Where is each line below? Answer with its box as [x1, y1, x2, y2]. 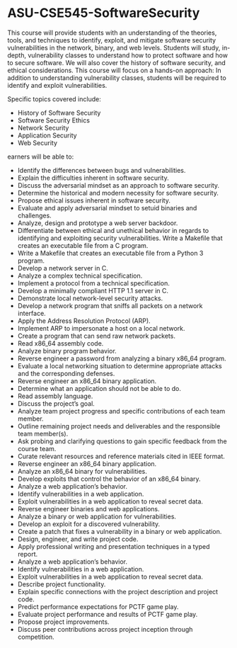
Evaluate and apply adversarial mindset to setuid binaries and [17, 203, 197, 212]
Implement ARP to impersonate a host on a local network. [17, 324, 185, 332]
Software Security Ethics [17, 115, 91, 125]
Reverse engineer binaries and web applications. [17, 504, 160, 513]
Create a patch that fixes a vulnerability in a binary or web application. [17, 527, 222, 535]
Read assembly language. [17, 392, 93, 400]
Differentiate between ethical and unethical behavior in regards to [17, 226, 209, 234]
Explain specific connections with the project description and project [17, 587, 218, 596]
